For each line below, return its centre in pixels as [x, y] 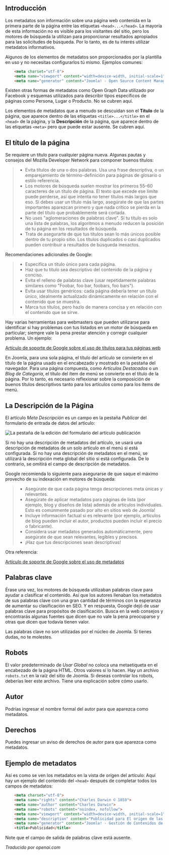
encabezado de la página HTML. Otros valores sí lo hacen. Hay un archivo [82, 670]
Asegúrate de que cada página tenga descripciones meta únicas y [94, 489]
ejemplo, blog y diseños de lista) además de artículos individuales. [94, 505]
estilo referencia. [43, 181]
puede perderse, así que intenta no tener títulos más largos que [91, 197]
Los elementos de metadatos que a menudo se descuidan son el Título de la [84, 111]
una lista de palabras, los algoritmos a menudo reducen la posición [94, 223]
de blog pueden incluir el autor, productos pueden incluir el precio [93, 521]
